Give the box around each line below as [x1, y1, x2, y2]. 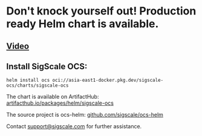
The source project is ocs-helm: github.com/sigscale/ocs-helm [6, 111, 163, 119]
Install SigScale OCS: [6, 61, 88, 72]
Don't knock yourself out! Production [6, 4, 197, 18]
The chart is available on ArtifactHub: [6, 93, 99, 100]
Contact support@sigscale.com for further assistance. [6, 123, 142, 130]
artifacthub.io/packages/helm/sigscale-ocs [6, 99, 114, 107]
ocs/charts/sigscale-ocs [6, 82, 69, 88]
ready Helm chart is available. [6, 17, 159, 31]
